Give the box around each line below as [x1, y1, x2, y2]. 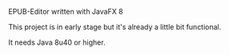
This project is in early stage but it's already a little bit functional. [8, 22, 222, 31]
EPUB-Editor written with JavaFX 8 [8, 7, 123, 16]
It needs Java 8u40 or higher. [8, 37, 106, 47]
